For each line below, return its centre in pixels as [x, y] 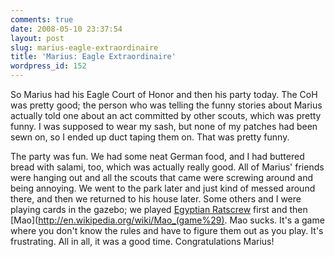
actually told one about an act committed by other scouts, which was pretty [166, 115]
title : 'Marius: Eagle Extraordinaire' [93, 57]
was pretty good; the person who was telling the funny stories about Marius [166, 105]
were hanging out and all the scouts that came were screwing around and [162, 177]
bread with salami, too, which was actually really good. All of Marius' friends [167, 167]
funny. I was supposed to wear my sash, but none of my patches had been [164, 126]
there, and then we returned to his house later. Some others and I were [156, 199]
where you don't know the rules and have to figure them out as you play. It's [167, 230]
